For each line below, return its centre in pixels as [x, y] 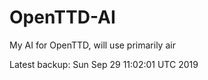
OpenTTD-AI [62, 17]
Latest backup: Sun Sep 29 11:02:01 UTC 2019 [104, 64]
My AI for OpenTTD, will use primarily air [92, 45]
